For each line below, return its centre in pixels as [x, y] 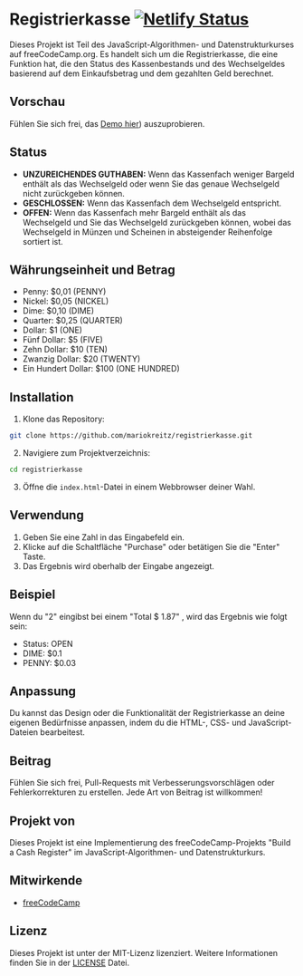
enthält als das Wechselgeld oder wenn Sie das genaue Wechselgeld [151, 184]
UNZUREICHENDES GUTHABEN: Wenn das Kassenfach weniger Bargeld [158, 174]
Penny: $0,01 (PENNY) [64, 292]
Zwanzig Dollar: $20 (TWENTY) [81, 359]
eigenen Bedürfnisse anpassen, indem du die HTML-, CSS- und [128, 723]
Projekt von [42, 821]
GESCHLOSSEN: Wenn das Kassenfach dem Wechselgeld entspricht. [152, 203]
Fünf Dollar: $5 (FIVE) [63, 340]
